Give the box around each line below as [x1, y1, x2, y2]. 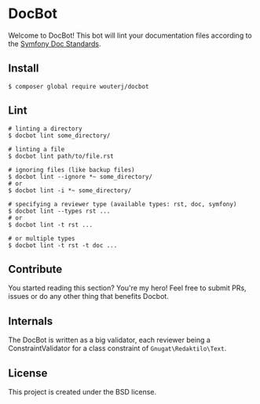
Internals [8, 315, 53, 328]
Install [8, 62, 39, 75]
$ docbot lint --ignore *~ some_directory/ [8, 173, 153, 180]
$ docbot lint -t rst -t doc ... [8, 241, 118, 249]
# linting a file [8, 145, 65, 153]
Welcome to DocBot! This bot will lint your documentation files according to [8, 31, 253, 40]
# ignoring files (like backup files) [8, 166, 135, 173]
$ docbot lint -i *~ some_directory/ [8, 186, 132, 195]
